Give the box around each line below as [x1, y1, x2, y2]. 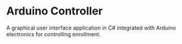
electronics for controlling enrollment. [6, 30, 101, 37]
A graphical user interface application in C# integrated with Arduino [6, 24, 176, 31]
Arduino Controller [6, 4, 103, 18]
